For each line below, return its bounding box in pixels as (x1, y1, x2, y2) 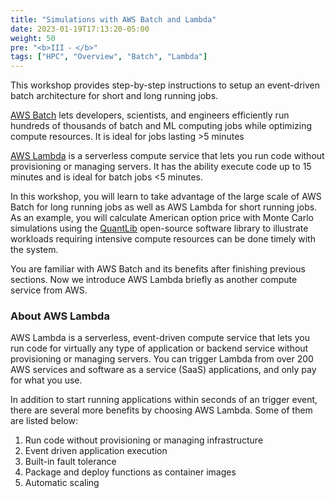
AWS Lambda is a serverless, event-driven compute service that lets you (10, 332, 310, 344)
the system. (10, 244, 59, 256)
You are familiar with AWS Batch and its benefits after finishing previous (10, 263, 306, 275)
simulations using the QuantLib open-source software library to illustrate (10, 222, 309, 235)
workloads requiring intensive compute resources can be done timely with (10, 233, 316, 245)
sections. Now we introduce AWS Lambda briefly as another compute (10, 274, 298, 286)
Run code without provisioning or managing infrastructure (24, 434, 264, 446)
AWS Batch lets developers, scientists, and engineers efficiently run (10, 109, 290, 121)
